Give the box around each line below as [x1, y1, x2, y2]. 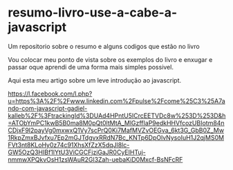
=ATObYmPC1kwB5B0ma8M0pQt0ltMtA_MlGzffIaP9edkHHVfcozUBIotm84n [8, 118, 225, 127]
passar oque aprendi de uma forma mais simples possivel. [8, 63, 174, 71]
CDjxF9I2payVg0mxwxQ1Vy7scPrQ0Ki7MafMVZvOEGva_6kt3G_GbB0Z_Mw [8, 126, 224, 134]
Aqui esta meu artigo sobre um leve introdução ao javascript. [8, 76, 182, 84]
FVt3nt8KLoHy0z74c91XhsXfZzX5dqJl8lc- [8, 140, 130, 149]
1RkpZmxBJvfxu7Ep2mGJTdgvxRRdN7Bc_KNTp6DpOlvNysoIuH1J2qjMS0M [8, 133, 224, 142]
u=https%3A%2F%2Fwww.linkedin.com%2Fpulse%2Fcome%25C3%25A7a [8, 96, 225, 105]
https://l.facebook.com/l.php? [8, 89, 93, 98]
